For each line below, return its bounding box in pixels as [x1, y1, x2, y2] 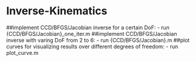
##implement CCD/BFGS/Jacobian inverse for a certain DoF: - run [6, 24, 170, 31]
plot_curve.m [6, 49, 39, 56]
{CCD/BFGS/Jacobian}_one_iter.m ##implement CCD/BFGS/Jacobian [6, 30, 177, 37]
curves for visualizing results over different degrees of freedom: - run [6, 43, 179, 50]
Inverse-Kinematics [6, 4, 108, 18]
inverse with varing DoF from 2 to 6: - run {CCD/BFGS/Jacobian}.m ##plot [6, 36, 190, 44]
